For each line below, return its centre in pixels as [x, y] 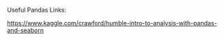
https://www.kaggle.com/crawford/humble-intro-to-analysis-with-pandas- [112, 23]
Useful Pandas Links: [37, 10]
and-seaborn [26, 30]
